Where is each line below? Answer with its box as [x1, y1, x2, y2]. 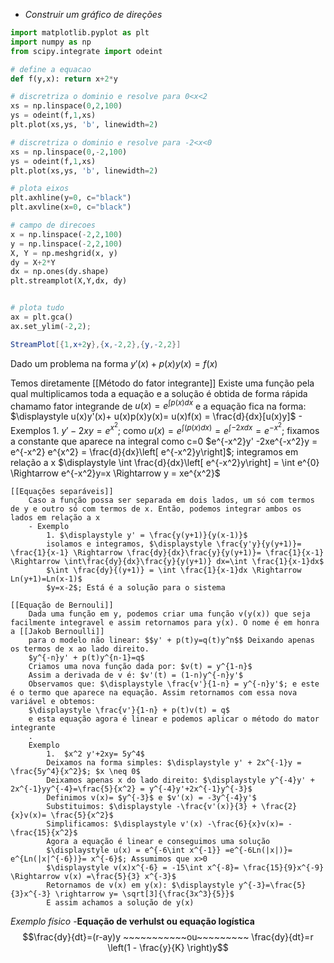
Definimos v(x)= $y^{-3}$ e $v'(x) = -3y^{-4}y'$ [46, 792, 257, 803]
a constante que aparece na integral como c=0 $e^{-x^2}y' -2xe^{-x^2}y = [10, 435, 318, 447]
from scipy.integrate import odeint [10, 46, 163, 56]
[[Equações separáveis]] [10, 486, 114, 496]
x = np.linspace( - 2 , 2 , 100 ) [10, 229, 123, 239]
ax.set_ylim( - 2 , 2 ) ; [10, 321, 92, 331]
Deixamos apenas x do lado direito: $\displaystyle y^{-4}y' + [46, 775, 315, 785]
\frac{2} [260, 801, 298, 811]
